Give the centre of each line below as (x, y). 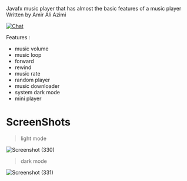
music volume (31, 49)
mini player (28, 98)
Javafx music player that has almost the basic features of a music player (94, 8)
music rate (27, 74)
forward (24, 61)
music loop (28, 55)
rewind (23, 67)
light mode (34, 138)
